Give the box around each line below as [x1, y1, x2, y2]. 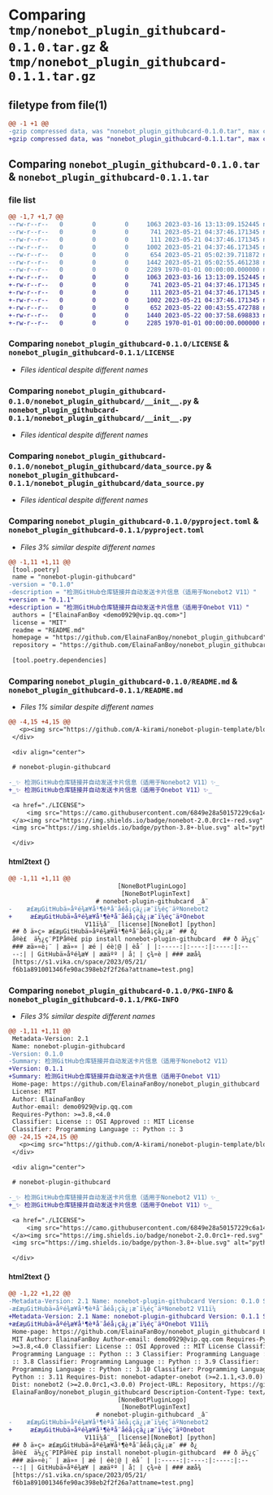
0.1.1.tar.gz [8, 69, 96, 85]
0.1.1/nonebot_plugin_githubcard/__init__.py [8, 413, 193, 422]
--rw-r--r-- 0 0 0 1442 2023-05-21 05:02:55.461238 [8, 258, 260, 266]
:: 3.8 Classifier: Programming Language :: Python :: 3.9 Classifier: [11, 1357, 260, 1366]
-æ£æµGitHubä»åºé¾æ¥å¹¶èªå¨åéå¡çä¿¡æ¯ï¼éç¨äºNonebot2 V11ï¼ [8, 1305, 217, 1313]
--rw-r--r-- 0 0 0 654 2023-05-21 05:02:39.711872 [8, 251, 260, 259]
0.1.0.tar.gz [8, 40, 96, 55]
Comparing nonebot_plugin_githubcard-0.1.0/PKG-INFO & [8, 985, 234, 996]
